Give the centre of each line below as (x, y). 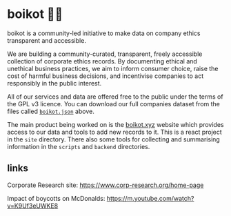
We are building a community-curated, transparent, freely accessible (105, 54)
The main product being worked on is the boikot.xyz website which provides (115, 124)
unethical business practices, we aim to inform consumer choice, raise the (113, 68)
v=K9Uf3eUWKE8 (33, 206)
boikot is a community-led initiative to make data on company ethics (104, 33)
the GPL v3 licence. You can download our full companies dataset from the (114, 104)
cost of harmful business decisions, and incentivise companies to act (106, 76)
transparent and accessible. (47, 40)
